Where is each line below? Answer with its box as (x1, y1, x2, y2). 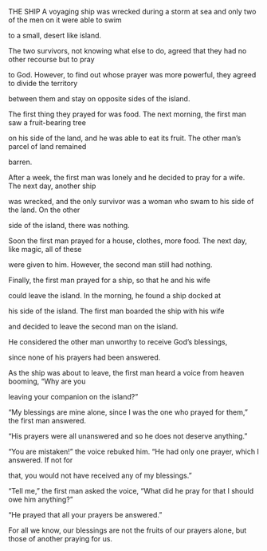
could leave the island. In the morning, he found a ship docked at (8, 291, 222, 300)
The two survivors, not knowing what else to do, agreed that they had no (8, 46, 247, 55)
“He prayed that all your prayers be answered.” (8, 510, 163, 519)
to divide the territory (8, 79, 78, 88)
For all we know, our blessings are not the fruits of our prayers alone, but (8, 525, 247, 535)
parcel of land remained (8, 142, 87, 151)
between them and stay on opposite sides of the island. (8, 94, 190, 103)
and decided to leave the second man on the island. (8, 322, 179, 331)
